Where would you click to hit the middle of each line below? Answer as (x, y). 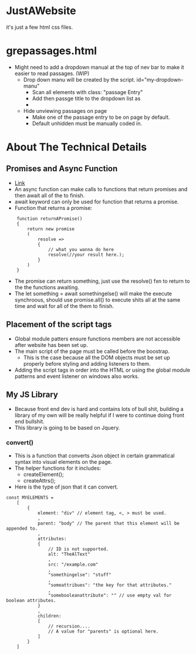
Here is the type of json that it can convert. (66, 487)
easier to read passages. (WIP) (52, 73)
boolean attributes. (31, 600)
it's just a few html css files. (40, 27)
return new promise (51, 229)
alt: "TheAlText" (69, 554)
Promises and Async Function (62, 169)
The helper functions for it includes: (58, 468)
